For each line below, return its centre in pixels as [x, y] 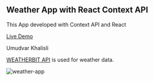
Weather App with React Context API [77, 10]
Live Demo [20, 36]
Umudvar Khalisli [27, 48]
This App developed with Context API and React [66, 24]
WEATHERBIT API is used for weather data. [60, 59]
